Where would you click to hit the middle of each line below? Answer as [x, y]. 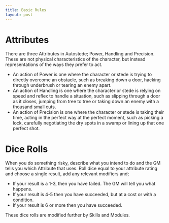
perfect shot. [26, 129]
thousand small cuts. [34, 107]
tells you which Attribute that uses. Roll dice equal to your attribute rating [81, 169]
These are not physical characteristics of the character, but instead [75, 59]
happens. [22, 189]
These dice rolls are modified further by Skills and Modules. [68, 215]
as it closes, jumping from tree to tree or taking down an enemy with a [86, 102]
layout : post [19, 15]
